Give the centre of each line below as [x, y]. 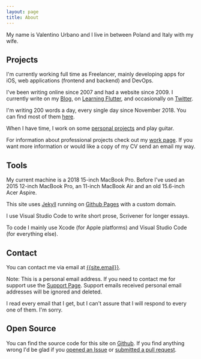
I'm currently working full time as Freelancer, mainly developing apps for [95, 74]
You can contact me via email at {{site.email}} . [64, 267]
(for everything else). [32, 234]
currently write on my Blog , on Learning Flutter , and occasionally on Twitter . [100, 99]
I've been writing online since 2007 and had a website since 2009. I [90, 92]
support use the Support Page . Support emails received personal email [94, 285]
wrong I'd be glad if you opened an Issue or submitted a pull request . [91, 349]
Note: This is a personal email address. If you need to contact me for [91, 279]
